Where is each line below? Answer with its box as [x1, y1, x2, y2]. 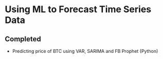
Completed [5, 35, 42, 43]
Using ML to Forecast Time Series [5, 4, 152, 15]
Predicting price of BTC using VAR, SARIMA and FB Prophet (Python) [12, 48, 158, 54]
